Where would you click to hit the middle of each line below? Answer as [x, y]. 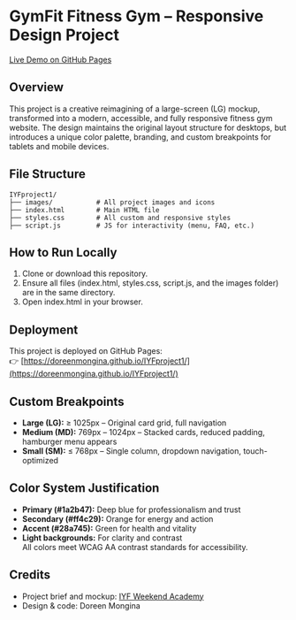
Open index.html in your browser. [82, 302]
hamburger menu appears [69, 441]
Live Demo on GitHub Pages [61, 59]
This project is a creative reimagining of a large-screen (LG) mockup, [135, 109]
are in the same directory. [68, 293]
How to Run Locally [63, 253]
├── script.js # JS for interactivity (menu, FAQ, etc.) [132, 226]
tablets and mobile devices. [59, 146]
